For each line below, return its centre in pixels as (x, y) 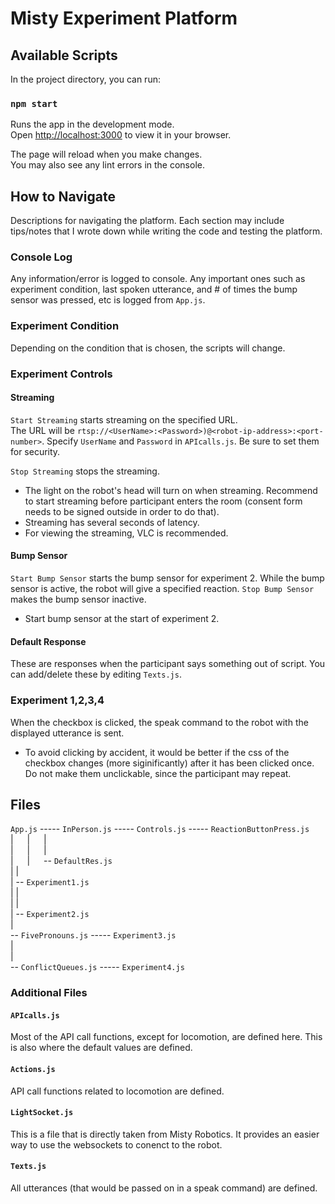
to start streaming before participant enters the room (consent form (163, 501)
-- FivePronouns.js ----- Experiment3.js (93, 935)
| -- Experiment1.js (50, 882)
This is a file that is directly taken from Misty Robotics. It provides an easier (165, 1134)
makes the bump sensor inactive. (78, 599)
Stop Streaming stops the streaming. (85, 471)
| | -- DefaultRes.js (61, 861)
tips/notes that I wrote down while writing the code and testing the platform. (166, 231)
